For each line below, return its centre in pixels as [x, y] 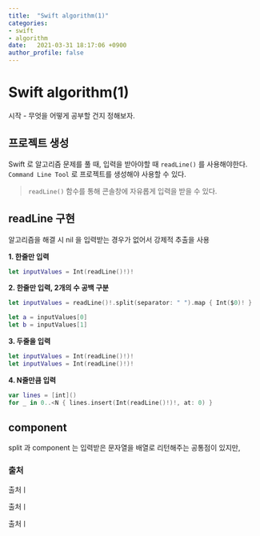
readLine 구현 [42, 219]
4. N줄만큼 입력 [32, 380]
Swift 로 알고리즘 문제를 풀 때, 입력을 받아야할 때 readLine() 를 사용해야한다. [128, 164]
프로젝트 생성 [39, 144]
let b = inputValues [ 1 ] [48, 325]
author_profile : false [46, 53]
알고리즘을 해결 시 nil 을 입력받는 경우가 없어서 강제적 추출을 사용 [109, 239]
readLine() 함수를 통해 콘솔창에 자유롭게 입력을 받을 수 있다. [122, 191]
